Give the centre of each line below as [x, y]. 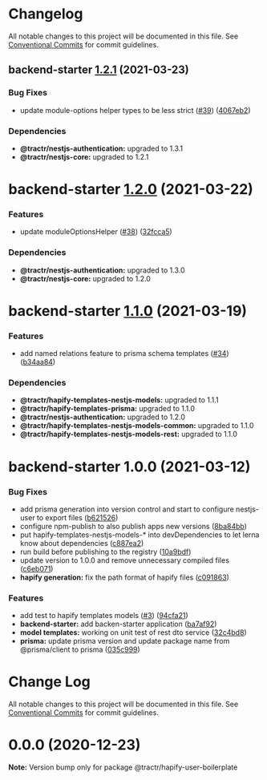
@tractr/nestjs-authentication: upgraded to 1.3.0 [102, 270]
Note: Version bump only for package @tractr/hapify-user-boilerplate [123, 767]
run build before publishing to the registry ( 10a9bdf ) [105, 552]
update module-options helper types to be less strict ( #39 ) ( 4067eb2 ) [135, 110]
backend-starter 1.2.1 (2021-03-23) [99, 70]
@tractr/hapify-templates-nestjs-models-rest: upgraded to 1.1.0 [129, 434]
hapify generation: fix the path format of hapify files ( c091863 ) [125, 577]
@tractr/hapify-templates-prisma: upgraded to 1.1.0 [107, 409]
